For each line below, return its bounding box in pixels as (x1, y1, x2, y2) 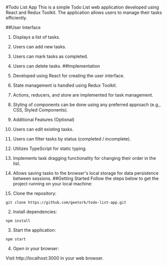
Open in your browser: (12, 246, 59, 251)
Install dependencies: (12, 209, 57, 215)
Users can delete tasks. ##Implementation (12, 63, 100, 69)
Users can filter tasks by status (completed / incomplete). (12, 136, 131, 141)
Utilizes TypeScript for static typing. (12, 145, 87, 151)
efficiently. (5, 15, 27, 20)
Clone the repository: (12, 190, 57, 196)
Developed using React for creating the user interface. (12, 73, 125, 79)
